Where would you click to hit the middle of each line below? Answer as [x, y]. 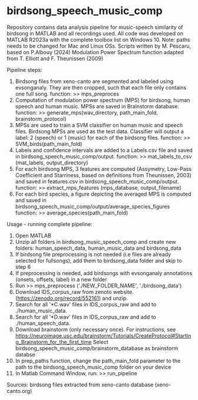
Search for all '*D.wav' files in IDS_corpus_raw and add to [86, 317]
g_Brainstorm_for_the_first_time [53, 342]
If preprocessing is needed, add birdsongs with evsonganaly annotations [104, 273]
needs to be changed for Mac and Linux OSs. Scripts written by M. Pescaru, [99, 46]
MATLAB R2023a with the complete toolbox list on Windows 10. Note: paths [98, 39]
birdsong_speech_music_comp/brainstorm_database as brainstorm [97, 348]
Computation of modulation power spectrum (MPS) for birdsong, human [103, 100]
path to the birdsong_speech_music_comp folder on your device [93, 367]
